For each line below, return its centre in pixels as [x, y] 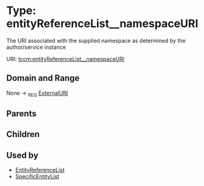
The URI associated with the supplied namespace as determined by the [96, 40]
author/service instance [36, 47]
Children [23, 134]
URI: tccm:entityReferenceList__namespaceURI [66, 59]
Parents [21, 113]
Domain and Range [43, 78]
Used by [22, 155]
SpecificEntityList [37, 177]
